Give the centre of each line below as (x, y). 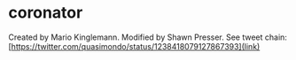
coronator (46, 13)
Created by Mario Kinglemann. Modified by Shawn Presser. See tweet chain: (148, 37)
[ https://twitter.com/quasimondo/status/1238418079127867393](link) (134, 46)
